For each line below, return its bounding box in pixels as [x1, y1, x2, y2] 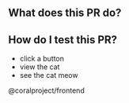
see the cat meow [19, 71, 78, 80]
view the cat [19, 62, 60, 72]
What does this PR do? [8, 6, 122, 20]
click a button [19, 54, 65, 64]
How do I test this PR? [8, 33, 117, 46]
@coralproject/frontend [8, 86, 85, 95]
